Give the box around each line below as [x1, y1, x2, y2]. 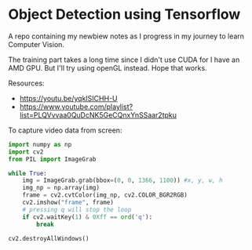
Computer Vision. [8, 39, 65, 49]
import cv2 [8, 147, 44, 156]
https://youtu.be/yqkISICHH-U [19, 93, 118, 103]
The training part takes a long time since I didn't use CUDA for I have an [8, 55, 240, 64]
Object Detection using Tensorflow [8, 5, 241, 24]
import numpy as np [8, 140, 72, 148]
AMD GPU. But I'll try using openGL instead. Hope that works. [8, 63, 207, 72]
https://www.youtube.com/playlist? [19, 102, 133, 111]
